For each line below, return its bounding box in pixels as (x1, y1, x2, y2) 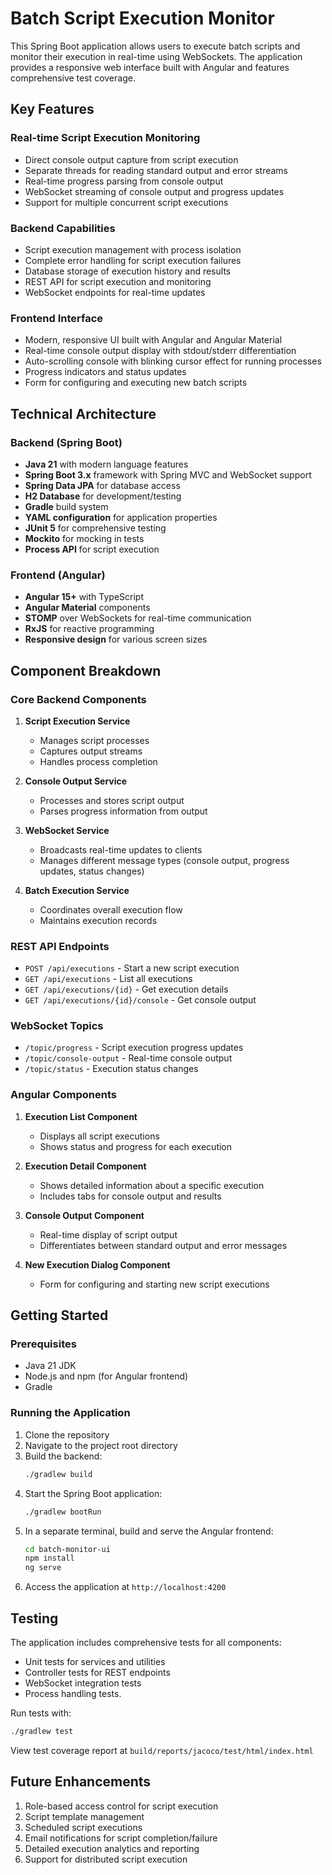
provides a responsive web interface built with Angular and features (10, 61, 290, 73)
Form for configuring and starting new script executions (39, 1278, 270, 1290)
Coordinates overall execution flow (39, 903, 183, 916)
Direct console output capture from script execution (24, 153, 239, 166)
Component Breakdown (10, 662, 162, 679)
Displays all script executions (39, 1130, 160, 1142)
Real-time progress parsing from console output (24, 175, 224, 187)
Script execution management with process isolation (24, 243, 242, 256)
